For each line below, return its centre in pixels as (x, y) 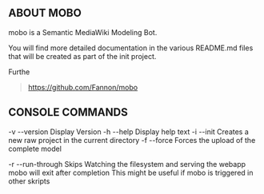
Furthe (19, 72)
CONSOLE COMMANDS (68, 112)
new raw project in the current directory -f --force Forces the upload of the (132, 140)
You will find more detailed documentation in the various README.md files (131, 48)
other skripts (29, 181)
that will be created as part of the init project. (82, 56)
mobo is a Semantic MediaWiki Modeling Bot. (83, 32)
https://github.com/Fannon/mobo (83, 87)
